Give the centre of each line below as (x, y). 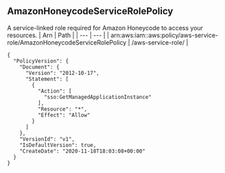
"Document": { (39, 67)
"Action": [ (55, 91)
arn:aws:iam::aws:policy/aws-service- (164, 35)
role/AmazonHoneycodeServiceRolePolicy (67, 42)
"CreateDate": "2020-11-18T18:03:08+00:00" (83, 151)
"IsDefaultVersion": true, (58, 145)
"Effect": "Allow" (64, 115)
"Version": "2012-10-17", (62, 73)
